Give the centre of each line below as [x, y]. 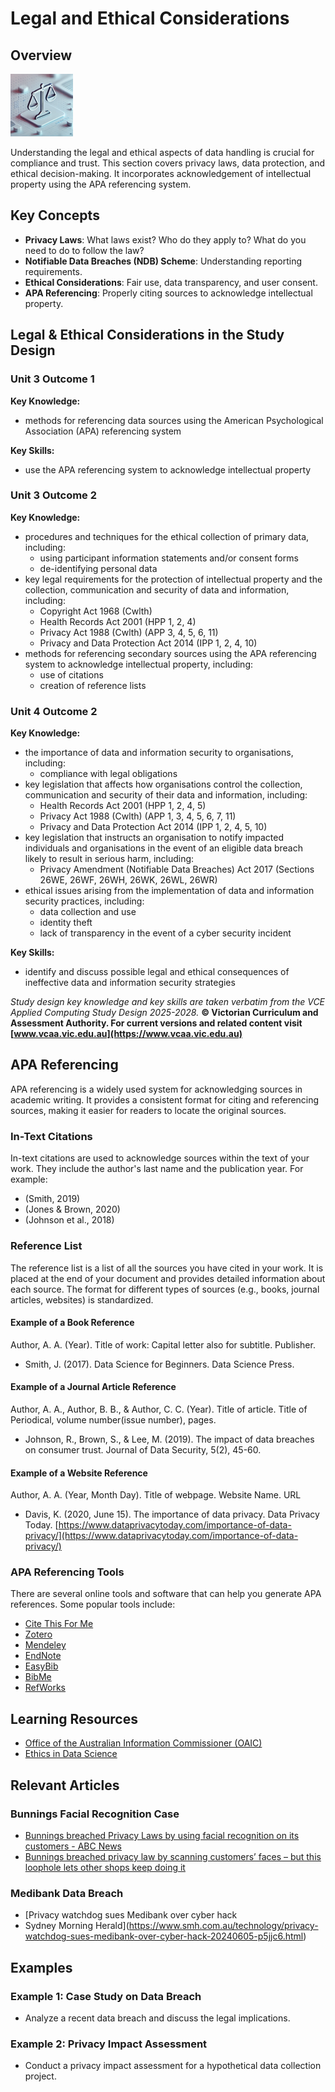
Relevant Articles [65, 1785]
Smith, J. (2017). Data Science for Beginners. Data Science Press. [159, 1364]
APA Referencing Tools [67, 1572]
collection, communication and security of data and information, [157, 589]
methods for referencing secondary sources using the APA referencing [170, 653]
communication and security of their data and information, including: [166, 795]
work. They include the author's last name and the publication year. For [157, 1169]
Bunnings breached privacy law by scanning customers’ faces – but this [173, 1856]
